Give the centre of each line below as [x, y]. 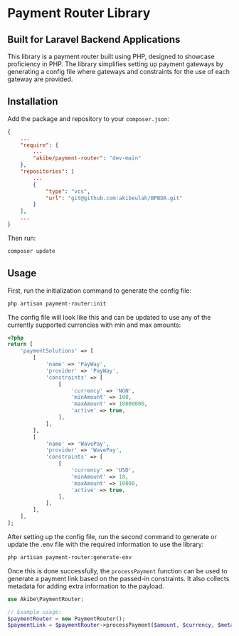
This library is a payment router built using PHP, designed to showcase [111, 56]
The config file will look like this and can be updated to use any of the [109, 317]
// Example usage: [34, 612]
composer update [31, 251]
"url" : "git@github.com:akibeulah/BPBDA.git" [114, 198]
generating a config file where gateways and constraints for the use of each [118, 72]
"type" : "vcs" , [68, 191]
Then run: [22, 238]
